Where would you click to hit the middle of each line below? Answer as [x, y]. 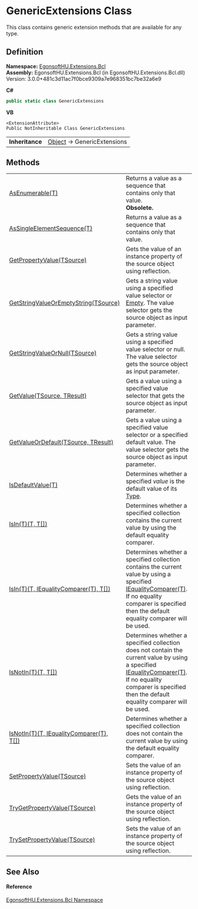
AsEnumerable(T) [34, 193]
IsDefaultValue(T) [33, 485]
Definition [24, 52]
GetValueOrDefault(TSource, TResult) [61, 442]
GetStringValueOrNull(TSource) [53, 353]
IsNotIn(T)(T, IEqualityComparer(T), [59, 734]
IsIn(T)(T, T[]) [28, 524]
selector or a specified [157, 435]
